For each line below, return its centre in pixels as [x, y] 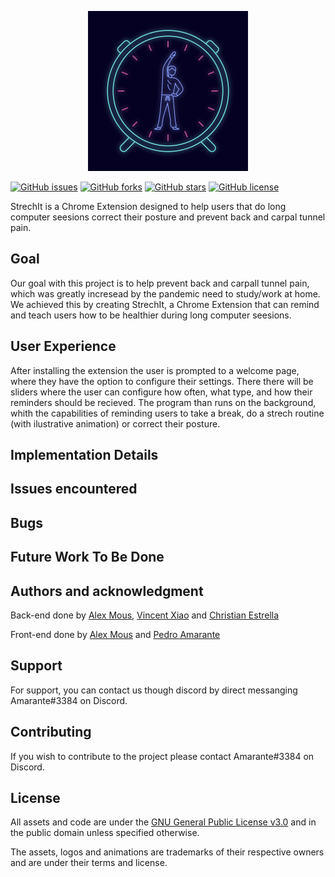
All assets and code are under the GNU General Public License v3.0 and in [163, 822]
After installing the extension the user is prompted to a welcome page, [155, 370]
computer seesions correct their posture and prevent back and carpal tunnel [168, 217]
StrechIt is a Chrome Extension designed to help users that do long [148, 206]
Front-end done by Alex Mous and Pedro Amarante [115, 634]
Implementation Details [84, 455]
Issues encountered [74, 489]
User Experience [63, 346]
